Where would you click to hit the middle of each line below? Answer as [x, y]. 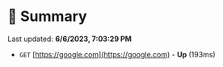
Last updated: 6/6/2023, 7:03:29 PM [70, 39]
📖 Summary [47, 17]
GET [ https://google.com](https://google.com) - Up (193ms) [117, 54]
